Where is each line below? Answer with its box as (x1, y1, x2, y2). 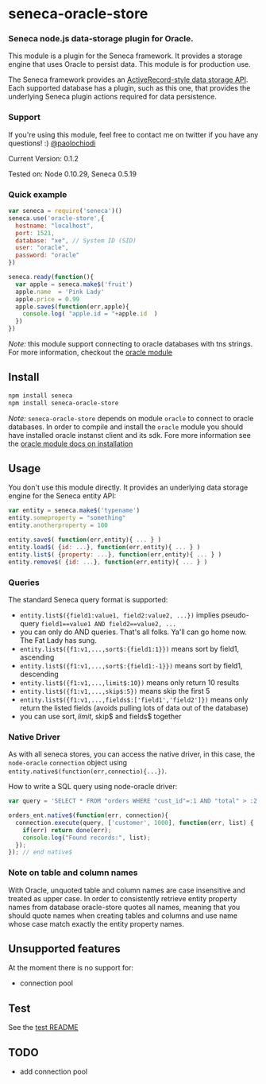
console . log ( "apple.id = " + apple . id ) (22, 310, 158, 318)
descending (19, 669, 60, 679)
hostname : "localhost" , (15, 222, 94, 230)
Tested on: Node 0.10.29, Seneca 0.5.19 (8, 168, 137, 179)
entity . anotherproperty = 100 (8, 521, 109, 529)
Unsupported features (8, 942, 121, 955)
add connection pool (19, 1067, 88, 1077)
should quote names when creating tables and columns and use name (8, 911, 238, 920)
